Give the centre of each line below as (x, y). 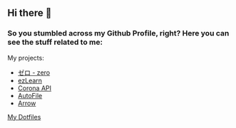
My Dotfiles (24, 117)
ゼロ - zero (34, 73)
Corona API (35, 88)
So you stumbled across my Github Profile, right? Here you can (118, 33)
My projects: (26, 58)
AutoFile (30, 95)
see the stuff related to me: (55, 42)
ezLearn (30, 80)
